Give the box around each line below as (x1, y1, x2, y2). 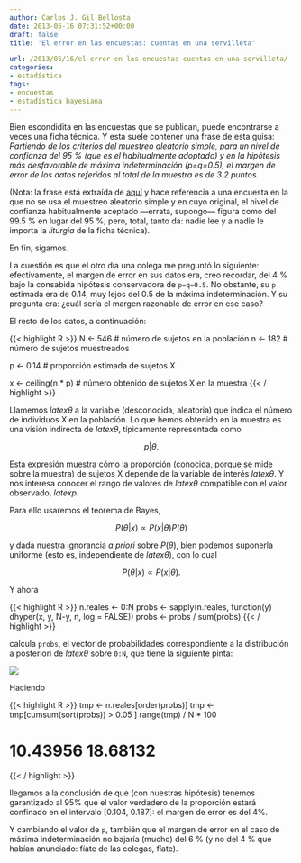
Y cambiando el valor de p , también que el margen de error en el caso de (9, 824, 280, 835)
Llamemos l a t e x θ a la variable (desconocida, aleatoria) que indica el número (9, 404, 293, 415)
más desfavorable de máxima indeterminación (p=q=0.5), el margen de (9, 159, 277, 170)
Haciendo (9, 682, 46, 693)
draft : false (9, 30, 59, 39)
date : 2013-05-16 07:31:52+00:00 (9, 22, 135, 31)
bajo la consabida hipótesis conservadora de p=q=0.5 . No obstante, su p (9, 278, 277, 289)
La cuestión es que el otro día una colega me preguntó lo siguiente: (9, 259, 260, 270)
